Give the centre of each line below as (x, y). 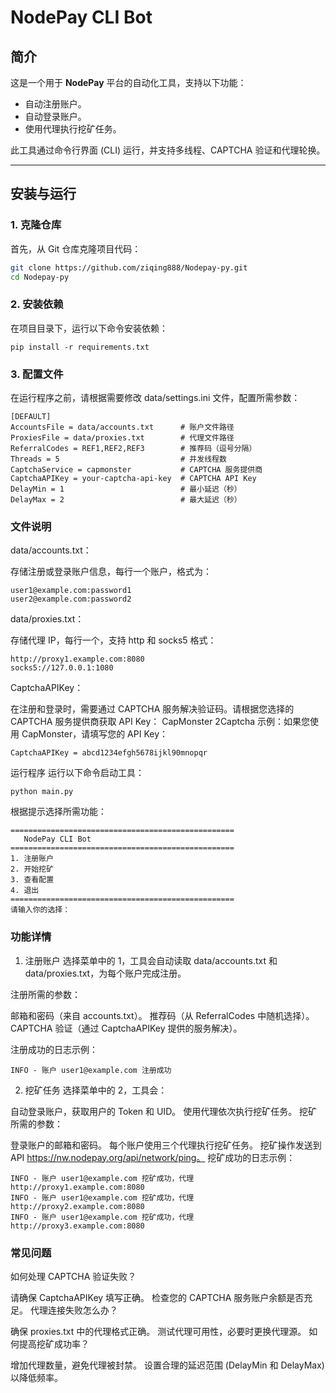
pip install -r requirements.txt (80, 347)
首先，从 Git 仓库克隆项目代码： (76, 248)
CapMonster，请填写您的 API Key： (95, 734)
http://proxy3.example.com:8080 (77, 1226)
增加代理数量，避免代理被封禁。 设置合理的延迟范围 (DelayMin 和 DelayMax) (167, 1365)
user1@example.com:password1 (71, 591)
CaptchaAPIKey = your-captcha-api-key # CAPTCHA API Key (133, 479)
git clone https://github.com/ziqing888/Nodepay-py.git (129, 267)
